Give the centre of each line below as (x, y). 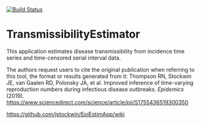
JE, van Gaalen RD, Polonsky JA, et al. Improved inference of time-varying (100, 82)
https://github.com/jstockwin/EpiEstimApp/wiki (66, 114)
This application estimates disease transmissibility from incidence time (96, 51)
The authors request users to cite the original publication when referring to (100, 69)
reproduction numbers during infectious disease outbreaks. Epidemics (95, 89)
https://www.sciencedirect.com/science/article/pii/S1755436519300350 (97, 102)
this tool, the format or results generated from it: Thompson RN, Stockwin (99, 76)
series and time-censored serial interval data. (64, 58)
